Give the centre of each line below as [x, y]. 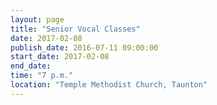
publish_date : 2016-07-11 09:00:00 [84, 47]
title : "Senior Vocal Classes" [75, 29]
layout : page [37, 19]
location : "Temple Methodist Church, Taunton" [109, 85]
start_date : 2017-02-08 [60, 57]
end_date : [31, 66]
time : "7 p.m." [42, 76]
